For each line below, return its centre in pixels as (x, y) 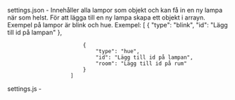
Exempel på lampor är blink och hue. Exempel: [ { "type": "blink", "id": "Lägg (118, 25)
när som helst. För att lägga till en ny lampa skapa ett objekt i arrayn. (106, 17)
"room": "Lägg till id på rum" (141, 64)
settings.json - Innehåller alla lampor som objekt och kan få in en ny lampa (115, 10)
